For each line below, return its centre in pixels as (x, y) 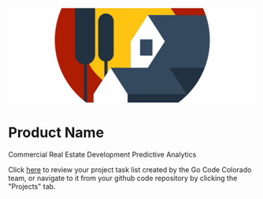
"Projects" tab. (32, 186)
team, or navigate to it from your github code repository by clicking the (123, 178)
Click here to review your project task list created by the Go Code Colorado (130, 169)
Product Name (56, 133)
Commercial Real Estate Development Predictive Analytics (102, 154)
